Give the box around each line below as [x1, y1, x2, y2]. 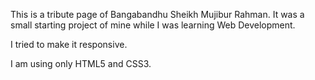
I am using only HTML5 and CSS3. [10, 58, 152, 69]
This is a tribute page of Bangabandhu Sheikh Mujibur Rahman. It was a [10, 9, 305, 20]
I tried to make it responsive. [10, 39, 128, 50]
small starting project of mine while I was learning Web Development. [10, 19, 296, 31]
